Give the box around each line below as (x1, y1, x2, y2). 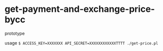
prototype (4, 30, 25, 36)
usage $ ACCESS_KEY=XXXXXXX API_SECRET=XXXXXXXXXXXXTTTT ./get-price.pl (4, 40, 159, 46)
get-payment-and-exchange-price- (4, 3, 155, 15)
